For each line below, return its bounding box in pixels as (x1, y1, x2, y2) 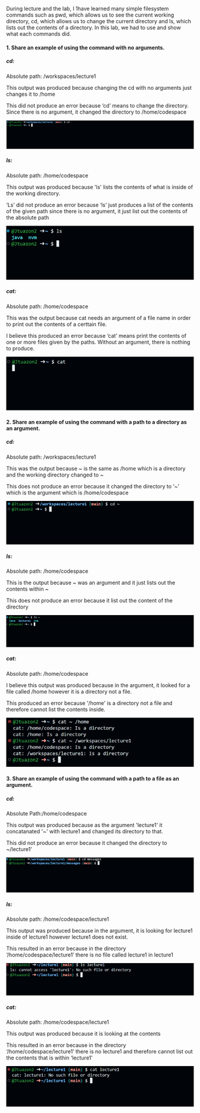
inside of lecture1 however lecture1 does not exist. (6, 933, 129, 940)
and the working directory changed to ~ (6, 471, 104, 478)
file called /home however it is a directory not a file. (6, 688, 132, 695)
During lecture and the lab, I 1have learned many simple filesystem (6, 5, 169, 12)
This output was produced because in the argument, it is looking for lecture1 (6, 927, 193, 935)
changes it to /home (6, 90, 55, 98)
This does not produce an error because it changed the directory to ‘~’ (6, 482, 180, 490)
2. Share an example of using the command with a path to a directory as (6, 418, 187, 425)
